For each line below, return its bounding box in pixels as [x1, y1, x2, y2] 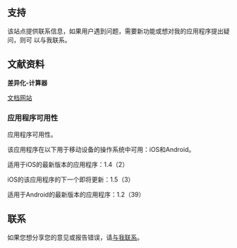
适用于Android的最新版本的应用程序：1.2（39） [7, 190, 145, 199]
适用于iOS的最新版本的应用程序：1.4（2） [7, 160, 129, 168]
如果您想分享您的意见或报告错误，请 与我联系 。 [7, 232, 143, 242]
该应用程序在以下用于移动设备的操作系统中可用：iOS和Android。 [7, 145, 195, 153]
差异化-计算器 [7, 78, 48, 87]
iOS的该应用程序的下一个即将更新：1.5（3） [7, 175, 135, 184]
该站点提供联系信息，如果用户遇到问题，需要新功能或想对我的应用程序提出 [7, 27, 224, 35]
